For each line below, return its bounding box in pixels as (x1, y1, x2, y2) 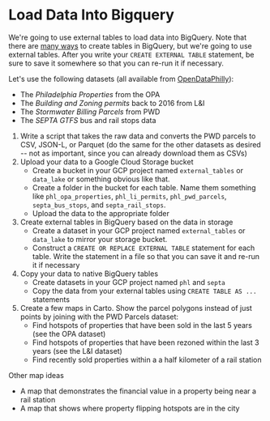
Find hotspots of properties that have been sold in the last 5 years (32, 320, 253, 330)
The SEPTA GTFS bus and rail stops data (19, 115, 156, 125)
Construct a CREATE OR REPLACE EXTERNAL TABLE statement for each (32, 243, 255, 253)
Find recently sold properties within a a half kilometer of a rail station (32, 355, 262, 364)
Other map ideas (8, 370, 65, 380)
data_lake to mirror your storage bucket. (32, 234, 168, 244)
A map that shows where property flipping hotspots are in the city (19, 403, 240, 413)
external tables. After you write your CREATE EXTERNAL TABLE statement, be (8, 49, 255, 59)
